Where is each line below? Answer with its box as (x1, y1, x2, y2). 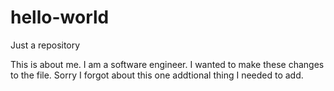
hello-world (10, 6, 110, 29)
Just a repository (10, 39, 81, 51)
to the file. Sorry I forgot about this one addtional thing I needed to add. (10, 69, 304, 81)
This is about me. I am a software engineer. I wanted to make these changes (10, 58, 325, 70)
